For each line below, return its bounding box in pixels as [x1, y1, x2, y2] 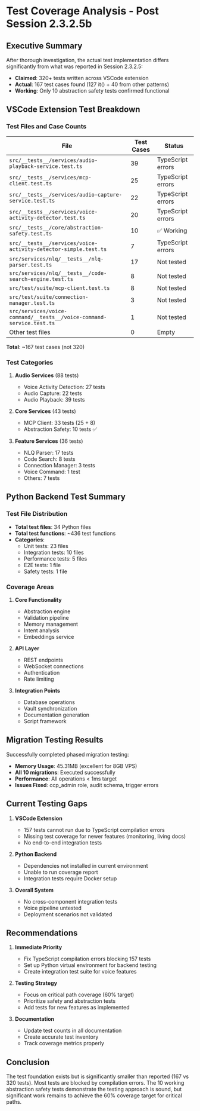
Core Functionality [14, 596, 62, 603]
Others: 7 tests [23, 474, 60, 482]
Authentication [23, 669, 60, 676]
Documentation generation [23, 711, 90, 718]
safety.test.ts [9, 230, 52, 237]
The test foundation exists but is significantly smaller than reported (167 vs [6, 1073, 189, 1080]
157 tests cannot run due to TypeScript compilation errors [23, 826, 165, 833]
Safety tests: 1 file [23, 568, 67, 575]
